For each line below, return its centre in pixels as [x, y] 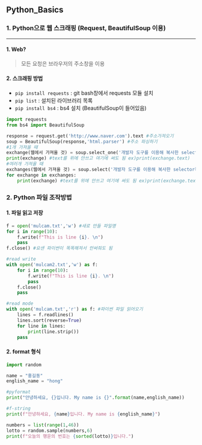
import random [24, 365]
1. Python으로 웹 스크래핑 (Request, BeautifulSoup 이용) [86, 28]
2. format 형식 [23, 352]
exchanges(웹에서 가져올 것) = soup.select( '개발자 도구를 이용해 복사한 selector [101, 170]
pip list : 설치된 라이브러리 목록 [54, 101]
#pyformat [19, 392]
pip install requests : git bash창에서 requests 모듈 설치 [84, 93]
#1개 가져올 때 [22, 147]
